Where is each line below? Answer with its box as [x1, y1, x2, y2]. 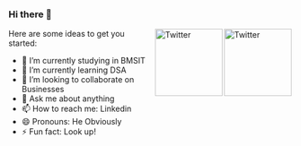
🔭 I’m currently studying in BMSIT [21, 56, 146, 66]
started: [8, 38, 38, 48]
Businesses [21, 84, 65, 95]
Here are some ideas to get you [8, 29, 125, 39]
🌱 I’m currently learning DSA [21, 64, 127, 75]
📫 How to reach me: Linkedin [21, 103, 132, 115]
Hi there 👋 [8, 8, 53, 21]
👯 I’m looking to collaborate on [21, 74, 135, 85]
